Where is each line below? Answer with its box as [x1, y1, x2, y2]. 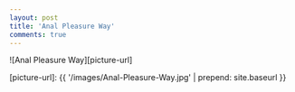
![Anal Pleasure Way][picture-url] [9, 55, 133, 66]
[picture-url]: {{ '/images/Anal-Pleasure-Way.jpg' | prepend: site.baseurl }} [9, 72, 287, 83]
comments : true [9, 30, 67, 39]
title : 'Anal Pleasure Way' [9, 22, 116, 31]
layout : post [9, 13, 59, 23]
